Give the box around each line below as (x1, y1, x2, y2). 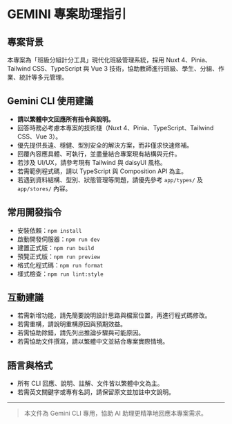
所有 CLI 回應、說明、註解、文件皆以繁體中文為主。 (17, 379, 164, 388)
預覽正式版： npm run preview (17, 252, 101, 260)
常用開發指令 (7, 206, 62, 218)
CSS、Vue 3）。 (17, 132, 62, 141)
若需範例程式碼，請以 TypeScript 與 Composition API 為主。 (17, 167, 188, 175)
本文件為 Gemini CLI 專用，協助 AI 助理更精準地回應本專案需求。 (23, 409, 207, 418)
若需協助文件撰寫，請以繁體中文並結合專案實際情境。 (17, 337, 169, 346)
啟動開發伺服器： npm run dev (17, 235, 100, 243)
